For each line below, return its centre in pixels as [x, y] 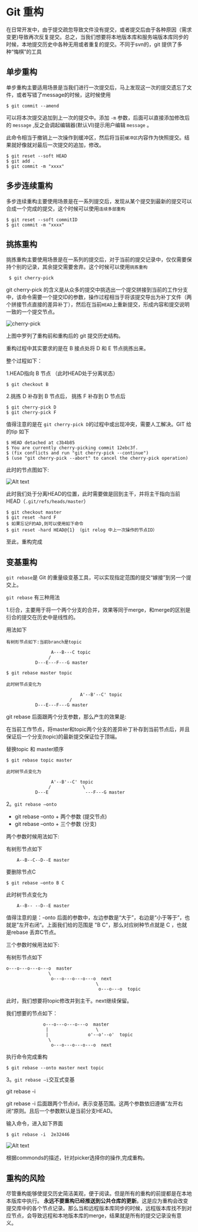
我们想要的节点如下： [32, 1013]
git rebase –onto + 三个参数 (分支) [56, 824]
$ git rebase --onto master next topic [55, 1068]
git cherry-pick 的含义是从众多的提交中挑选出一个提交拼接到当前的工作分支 [97, 290]
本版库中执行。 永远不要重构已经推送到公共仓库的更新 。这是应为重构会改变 [97, 1201]
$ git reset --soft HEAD [37, 156]
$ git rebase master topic [39, 673]
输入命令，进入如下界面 [34, 1124]
